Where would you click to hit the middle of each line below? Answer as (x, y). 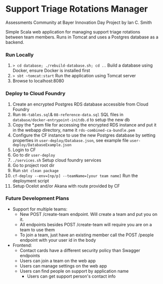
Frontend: (22, 245)
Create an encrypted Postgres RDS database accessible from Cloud (80, 104)
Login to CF (24, 150)
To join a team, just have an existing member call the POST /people (87, 235)
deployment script (31, 180)
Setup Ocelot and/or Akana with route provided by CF (66, 186)
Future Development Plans (37, 198)
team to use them (37, 230)
